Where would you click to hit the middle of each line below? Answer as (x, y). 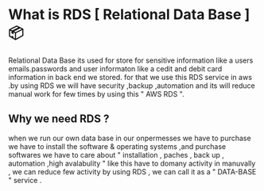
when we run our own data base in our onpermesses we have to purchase (130, 138)
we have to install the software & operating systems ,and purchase (117, 146)
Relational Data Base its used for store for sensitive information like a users (131, 60)
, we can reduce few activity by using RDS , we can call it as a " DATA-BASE (132, 171)
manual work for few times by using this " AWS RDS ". (96, 94)
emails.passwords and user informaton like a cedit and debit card (115, 68)
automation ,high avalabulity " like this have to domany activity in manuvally (132, 163)
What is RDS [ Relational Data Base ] (129, 15)
